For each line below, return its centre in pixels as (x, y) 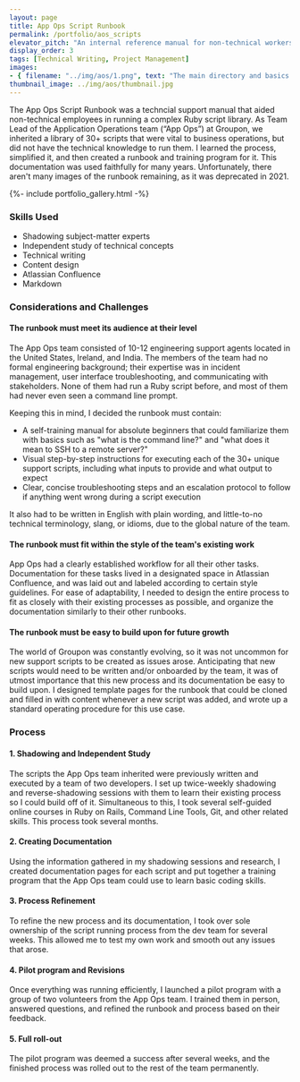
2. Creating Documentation (61, 841)
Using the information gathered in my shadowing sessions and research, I (145, 861)
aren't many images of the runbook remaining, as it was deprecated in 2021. (149, 176)
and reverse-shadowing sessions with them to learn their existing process (145, 792)
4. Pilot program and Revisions (67, 970)
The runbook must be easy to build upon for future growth (119, 632)
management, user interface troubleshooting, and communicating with (139, 377)
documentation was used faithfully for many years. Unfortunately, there (141, 166)
